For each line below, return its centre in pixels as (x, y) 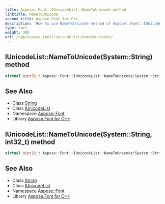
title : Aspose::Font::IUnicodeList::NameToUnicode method (66, 10)
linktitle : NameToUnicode (31, 14)
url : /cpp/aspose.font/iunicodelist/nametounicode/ (59, 37)
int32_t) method (30, 142)
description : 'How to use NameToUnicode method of (58, 23)
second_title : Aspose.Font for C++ (41, 19)
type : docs (16, 28)
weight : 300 (17, 32)
